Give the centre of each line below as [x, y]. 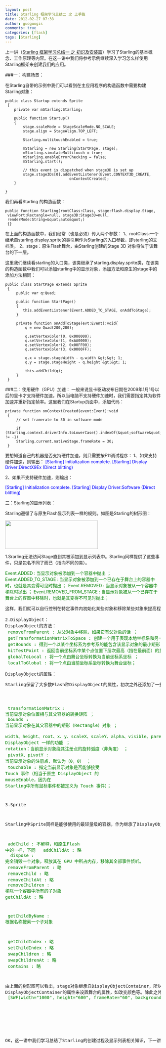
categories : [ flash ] [26, 33]
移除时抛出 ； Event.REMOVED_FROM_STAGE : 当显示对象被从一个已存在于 [82, 592]
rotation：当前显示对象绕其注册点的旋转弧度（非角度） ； [67, 749]
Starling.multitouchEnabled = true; [61, 140]
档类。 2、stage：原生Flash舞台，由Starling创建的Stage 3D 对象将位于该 [79, 246]
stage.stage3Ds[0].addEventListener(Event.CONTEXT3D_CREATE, [87, 174]
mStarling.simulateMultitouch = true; [63, 153]
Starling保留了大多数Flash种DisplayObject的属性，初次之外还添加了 [80, 684]
